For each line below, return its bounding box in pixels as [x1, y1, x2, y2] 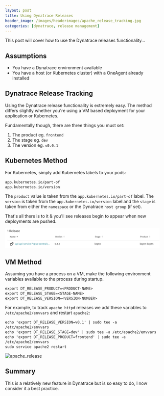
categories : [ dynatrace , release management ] [5, 24, 99, 28]
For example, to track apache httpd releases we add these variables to [5, 304, 147, 310]
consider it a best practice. [5, 385, 59, 391]
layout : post [5, 8, 32, 13]
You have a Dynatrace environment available [12, 65, 102, 71]
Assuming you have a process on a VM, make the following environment [5, 270, 151, 277]
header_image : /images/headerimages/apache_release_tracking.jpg [5, 18, 141, 23]
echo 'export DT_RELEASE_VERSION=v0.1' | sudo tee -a [5, 319, 117, 325]
